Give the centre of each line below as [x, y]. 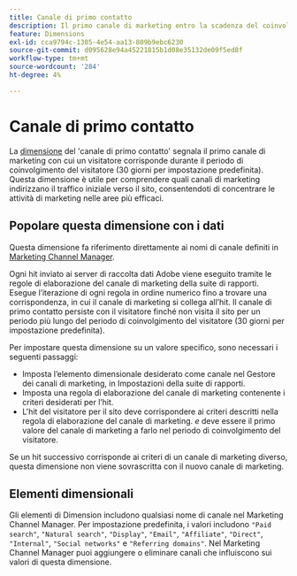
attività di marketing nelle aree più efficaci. [87, 198]
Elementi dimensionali [72, 493]
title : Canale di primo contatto [71, 17]
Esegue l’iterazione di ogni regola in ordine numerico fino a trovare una [138, 292]
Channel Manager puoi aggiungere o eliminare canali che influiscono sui [141, 553]
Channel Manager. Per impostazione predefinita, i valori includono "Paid [141, 525]
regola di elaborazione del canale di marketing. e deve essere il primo [148, 420]
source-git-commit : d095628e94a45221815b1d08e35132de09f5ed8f [126, 50]
